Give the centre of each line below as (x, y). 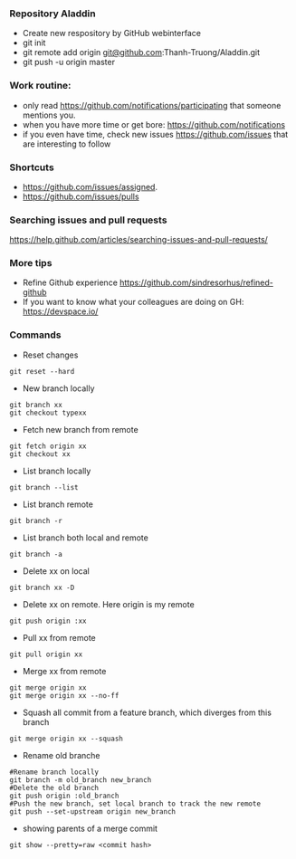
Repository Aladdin (53, 14)
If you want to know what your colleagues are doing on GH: (133, 302)
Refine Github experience (70, 282)
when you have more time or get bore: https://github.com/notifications (154, 124)
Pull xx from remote (59, 637)
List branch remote (57, 504)
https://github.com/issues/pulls (81, 196)
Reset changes (50, 355)
